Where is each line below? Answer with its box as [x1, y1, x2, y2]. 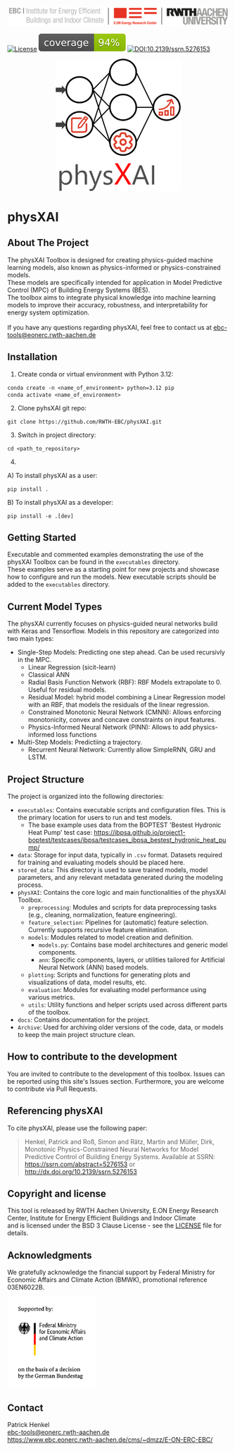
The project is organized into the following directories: [7, 792, 164, 801]
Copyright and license [7, 1188, 107, 1200]
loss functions [56, 730, 97, 739]
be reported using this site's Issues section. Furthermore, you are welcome [7, 1077, 224, 1085]
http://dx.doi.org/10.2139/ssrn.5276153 [24, 1167, 137, 1176]
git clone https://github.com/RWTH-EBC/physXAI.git [7, 418, 162, 425]
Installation [7, 351, 58, 363]
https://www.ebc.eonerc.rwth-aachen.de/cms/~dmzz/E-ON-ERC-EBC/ [7, 1435, 213, 1444]
